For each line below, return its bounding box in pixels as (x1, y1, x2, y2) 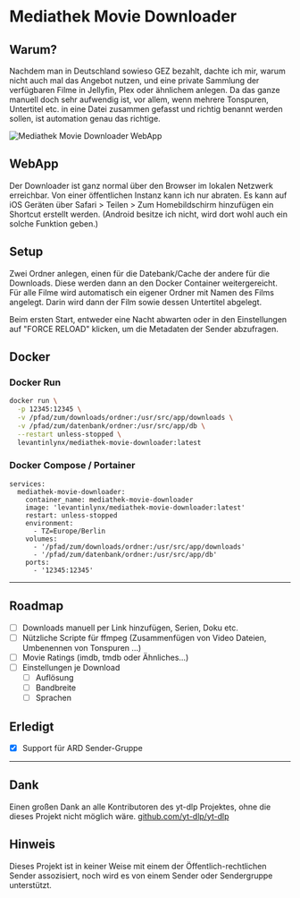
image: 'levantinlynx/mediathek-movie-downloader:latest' (25, 503, 246, 512)
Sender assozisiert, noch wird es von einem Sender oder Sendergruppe (9, 870, 273, 881)
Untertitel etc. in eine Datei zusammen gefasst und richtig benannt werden (9, 104, 283, 114)
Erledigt (9, 719, 54, 734)
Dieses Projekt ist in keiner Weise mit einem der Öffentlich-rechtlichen (9, 860, 267, 871)
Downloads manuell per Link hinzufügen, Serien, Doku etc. (21, 622, 238, 633)
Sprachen (35, 692, 71, 704)
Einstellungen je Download (21, 662, 121, 672)
